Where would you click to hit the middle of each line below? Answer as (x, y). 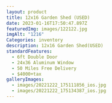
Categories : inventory (35, 40)
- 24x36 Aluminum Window (43, 62)
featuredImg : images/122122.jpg (47, 29)
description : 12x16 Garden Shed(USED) (55, 46)
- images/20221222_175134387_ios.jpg (59, 91)
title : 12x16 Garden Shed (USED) (48, 18)
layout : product (26, 12)
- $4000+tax (27, 74)
